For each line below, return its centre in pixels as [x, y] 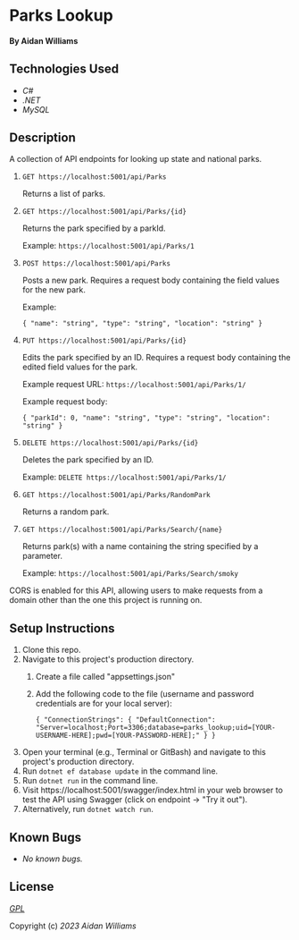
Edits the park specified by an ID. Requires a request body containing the [156, 358]
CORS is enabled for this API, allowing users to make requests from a [136, 590]
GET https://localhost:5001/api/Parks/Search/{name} [122, 530]
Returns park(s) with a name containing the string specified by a [140, 546]
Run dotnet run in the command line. [90, 781]
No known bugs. [52, 859]
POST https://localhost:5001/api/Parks [96, 264]
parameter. [42, 556]
